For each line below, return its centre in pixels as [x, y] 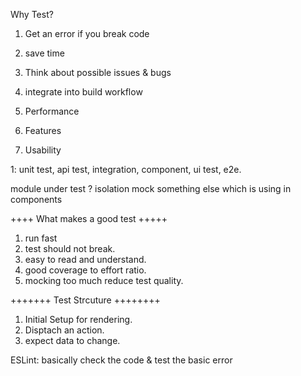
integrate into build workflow [83, 92]
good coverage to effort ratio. [85, 270]
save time [44, 53]
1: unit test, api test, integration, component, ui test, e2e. [126, 169]
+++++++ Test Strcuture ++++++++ [85, 300]
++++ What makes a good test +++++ [89, 218]
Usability [43, 150]
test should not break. [70, 248]
